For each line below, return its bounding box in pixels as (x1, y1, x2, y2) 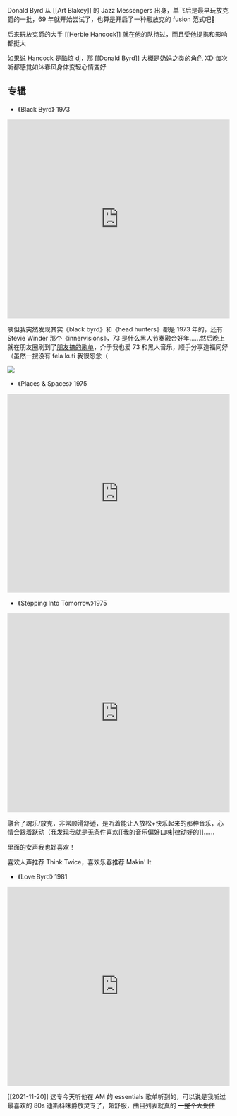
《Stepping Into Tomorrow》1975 (17, 599, 107, 607)
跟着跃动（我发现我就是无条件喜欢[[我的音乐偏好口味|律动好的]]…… (19, 828, 215, 836)
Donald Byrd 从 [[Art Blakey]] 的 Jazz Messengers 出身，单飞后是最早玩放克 (7, 6, 229, 14)
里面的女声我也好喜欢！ (7, 842, 75, 851)
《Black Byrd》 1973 (17, 105, 71, 113)
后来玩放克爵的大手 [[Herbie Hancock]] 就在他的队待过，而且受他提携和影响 (7, 30, 228, 38)
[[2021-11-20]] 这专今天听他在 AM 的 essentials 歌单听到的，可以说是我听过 (7, 1092, 226, 1100)
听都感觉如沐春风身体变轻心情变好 (7, 63, 107, 71)
